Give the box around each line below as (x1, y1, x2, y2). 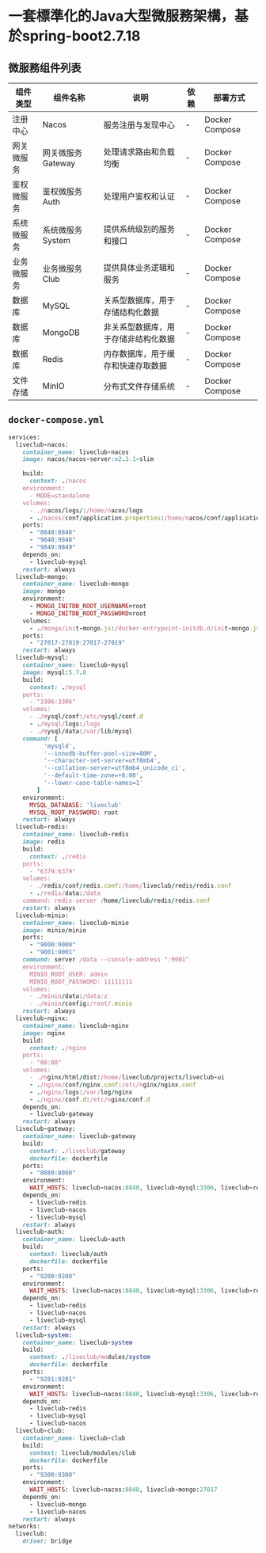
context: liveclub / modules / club (28, 1448, 136, 1457)
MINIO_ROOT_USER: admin (28, 970, 108, 978)
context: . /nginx (28, 1044, 87, 1052)
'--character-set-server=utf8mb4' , (43, 757, 161, 765)
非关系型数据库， (103, 322, 168, 333)
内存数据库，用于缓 (103, 348, 176, 359)
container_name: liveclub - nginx (22, 1022, 129, 1030)
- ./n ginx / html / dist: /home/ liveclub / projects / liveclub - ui (28, 1074, 225, 1082)
